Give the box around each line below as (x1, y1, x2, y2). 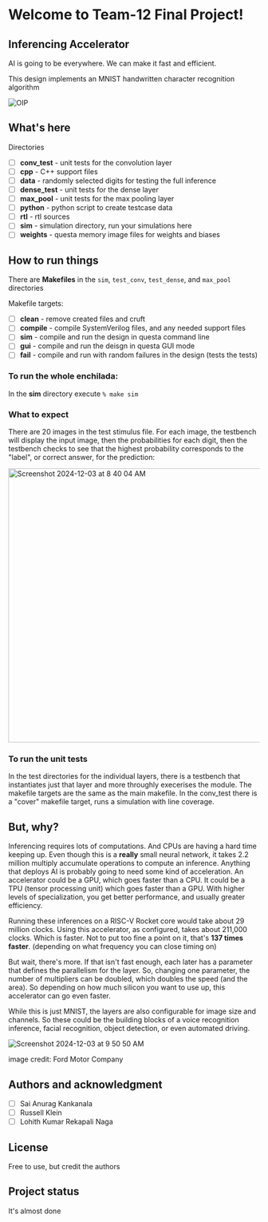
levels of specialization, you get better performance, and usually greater (8, 892, 246, 902)
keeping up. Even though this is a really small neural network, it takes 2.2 (8, 850, 249, 859)
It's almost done (8, 1206, 61, 1216)
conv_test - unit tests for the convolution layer (19, 157, 172, 167)
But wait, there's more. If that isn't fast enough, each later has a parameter (8, 957, 253, 967)
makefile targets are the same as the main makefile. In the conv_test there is (8, 788, 258, 798)
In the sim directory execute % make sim (8, 389, 139, 399)
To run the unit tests (8, 753, 88, 764)
